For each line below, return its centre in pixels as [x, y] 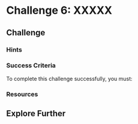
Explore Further [36, 114]
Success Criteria [31, 65]
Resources [22, 94]
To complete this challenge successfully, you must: [70, 78]
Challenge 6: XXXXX [59, 10]
